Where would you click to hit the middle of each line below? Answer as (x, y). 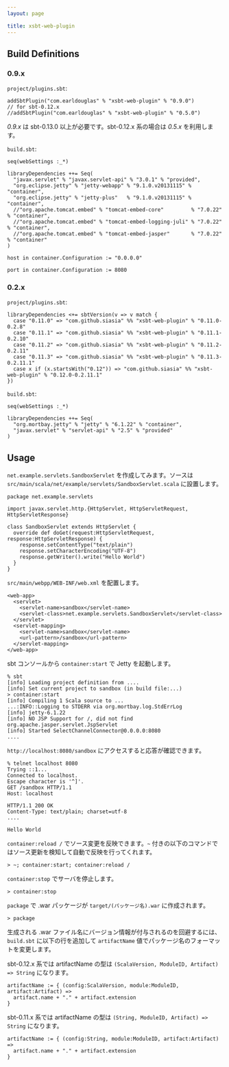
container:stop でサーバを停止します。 (62, 879)
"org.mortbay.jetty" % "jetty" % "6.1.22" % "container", (98, 425)
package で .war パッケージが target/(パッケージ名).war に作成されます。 (108, 905)
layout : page (26, 13)
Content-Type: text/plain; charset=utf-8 (67, 812)
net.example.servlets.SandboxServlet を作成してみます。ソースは (100, 475)
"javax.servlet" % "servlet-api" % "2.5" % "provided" (93, 431)
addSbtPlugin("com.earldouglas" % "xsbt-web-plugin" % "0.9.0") (101, 101)
